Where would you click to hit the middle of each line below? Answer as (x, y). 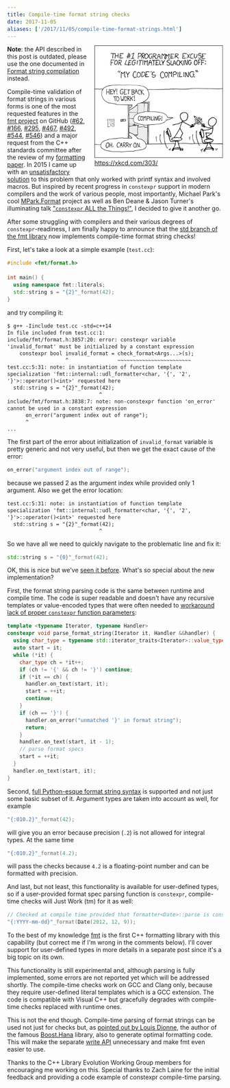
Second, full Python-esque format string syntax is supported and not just (110, 791)
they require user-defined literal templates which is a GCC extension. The (111, 993)
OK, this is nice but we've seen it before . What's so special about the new (111, 570)
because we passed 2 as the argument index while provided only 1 (101, 483)
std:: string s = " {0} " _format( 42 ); (58, 557)
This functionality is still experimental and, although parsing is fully (101, 971)
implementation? (30, 577)
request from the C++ (38, 143)
